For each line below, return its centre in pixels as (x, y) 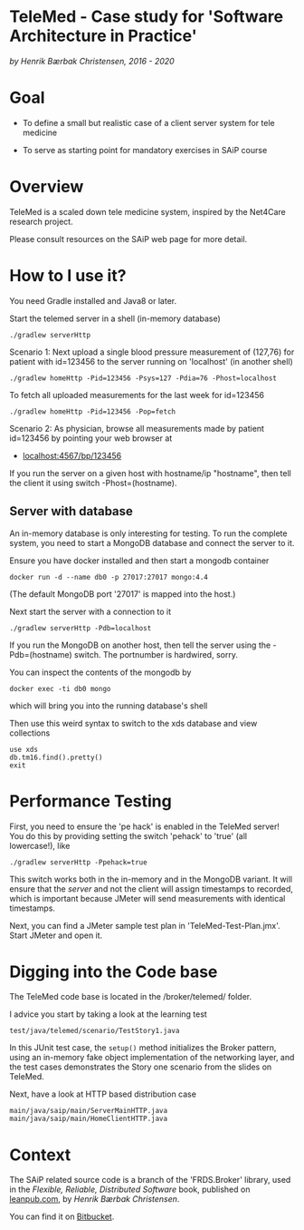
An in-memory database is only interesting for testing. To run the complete (148, 533)
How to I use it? (68, 276)
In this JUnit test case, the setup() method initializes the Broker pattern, (143, 1048)
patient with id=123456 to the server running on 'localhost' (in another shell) (152, 361)
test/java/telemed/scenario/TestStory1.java (95, 1031)
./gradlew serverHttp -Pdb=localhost (81, 628)
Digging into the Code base (114, 971)
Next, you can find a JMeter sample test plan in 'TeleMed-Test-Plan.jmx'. (145, 925)
